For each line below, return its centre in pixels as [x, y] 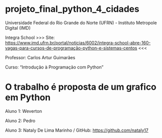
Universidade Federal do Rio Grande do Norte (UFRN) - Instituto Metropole [81, 23]
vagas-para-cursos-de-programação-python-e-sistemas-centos [71, 48]
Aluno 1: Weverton [23, 111]
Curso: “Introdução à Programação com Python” [54, 67]
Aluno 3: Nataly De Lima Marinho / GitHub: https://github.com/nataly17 [77, 130]
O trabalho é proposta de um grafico [81, 87]
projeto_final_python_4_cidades [72, 9]
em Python [28, 98]
